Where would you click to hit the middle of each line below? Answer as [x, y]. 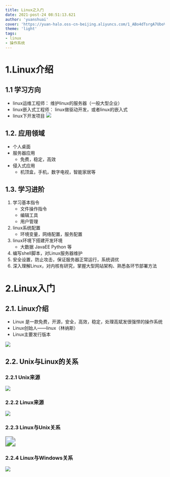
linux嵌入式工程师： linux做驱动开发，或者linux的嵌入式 [70, 109]
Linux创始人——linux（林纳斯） [45, 328]
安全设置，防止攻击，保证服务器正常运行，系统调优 [66, 260]
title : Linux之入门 [25, 10]
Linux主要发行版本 [32, 334]
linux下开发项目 [29, 116]
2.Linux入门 [30, 288]
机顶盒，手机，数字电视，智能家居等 [58, 172]
